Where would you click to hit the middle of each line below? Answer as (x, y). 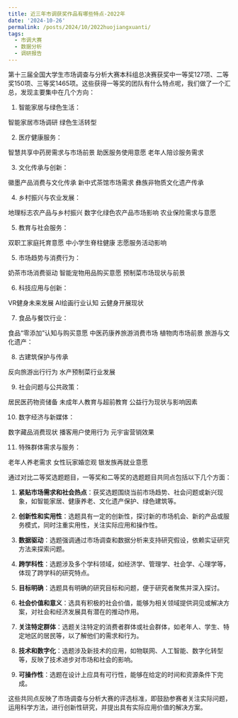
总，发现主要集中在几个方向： (51, 92)
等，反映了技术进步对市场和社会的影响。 (77, 659)
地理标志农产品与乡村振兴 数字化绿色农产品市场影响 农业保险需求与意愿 (112, 212)
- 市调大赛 (28, 40)
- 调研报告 (28, 54)
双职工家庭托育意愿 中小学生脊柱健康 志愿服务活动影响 (87, 242)
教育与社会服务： (43, 227)
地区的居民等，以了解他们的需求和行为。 (84, 635)
